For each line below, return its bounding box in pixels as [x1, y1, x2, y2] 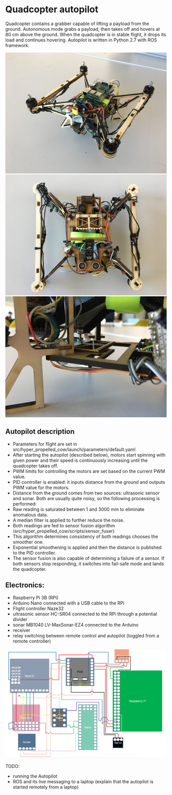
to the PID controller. [12, 549, 56, 556]
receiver [12, 627, 31, 633]
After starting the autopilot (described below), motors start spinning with [12, 452, 166, 458]
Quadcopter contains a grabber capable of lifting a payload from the [5, 20, 149, 27]
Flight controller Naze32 [12, 605, 64, 611]
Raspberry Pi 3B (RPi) [12, 594, 59, 600]
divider [12, 616, 28, 622]
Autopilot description [5, 427, 75, 436]
